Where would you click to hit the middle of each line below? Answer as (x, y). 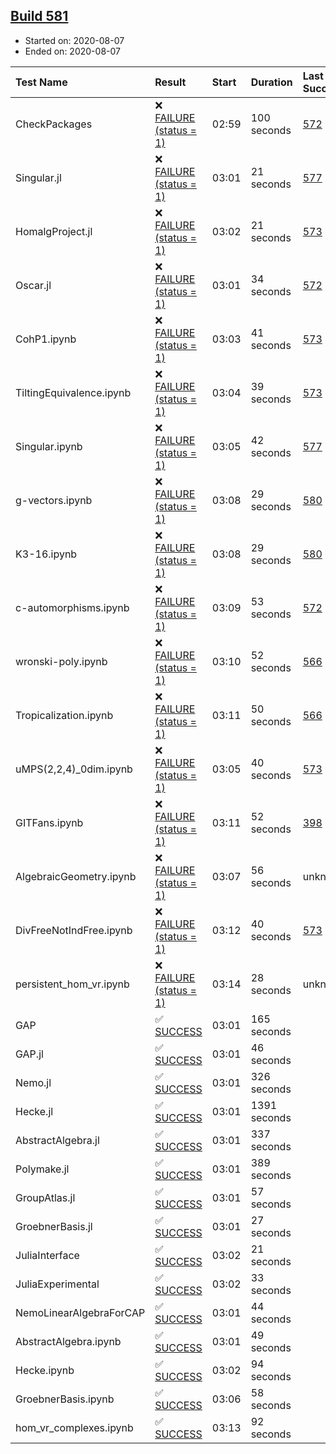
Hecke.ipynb (45, 1370)
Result (170, 82)
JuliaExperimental (57, 1284)
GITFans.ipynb (49, 822)
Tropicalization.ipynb (64, 715)
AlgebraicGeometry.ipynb (76, 876)
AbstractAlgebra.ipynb (68, 1341)
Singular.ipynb (49, 446)
